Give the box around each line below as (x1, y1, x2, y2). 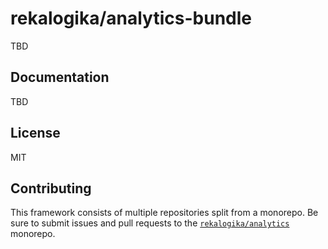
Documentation (10, 69, 110, 86)
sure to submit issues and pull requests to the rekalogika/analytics (10, 217, 290, 229)
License (10, 125, 61, 142)
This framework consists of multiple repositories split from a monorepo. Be (10, 207, 319, 219)
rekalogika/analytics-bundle (10, 7, 252, 30)
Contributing (10, 180, 92, 197)
